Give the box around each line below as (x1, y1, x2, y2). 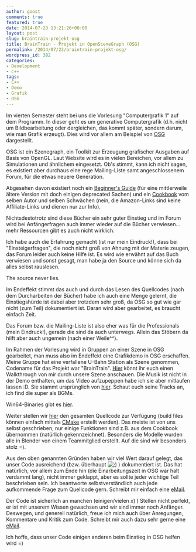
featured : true (6, 19, 43, 25)
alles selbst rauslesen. (6, 263, 60, 270)
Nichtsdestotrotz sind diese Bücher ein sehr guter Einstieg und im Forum (6, 214, 181, 222)
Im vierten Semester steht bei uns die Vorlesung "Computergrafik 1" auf (6, 112, 179, 119)
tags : (6, 74, 19, 80)
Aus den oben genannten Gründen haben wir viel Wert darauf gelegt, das (6, 455, 183, 462)
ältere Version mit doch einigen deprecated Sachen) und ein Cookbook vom (6, 190, 189, 197)
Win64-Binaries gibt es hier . (6, 401, 74, 408)
